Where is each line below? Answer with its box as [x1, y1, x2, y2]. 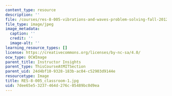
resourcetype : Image [5, 74, 50, 79]
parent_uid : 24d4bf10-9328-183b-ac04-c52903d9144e [5, 69, 116, 74]
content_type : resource [5, 7, 56, 13]
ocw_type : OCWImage [5, 54, 47, 60]
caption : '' [10, 31, 36, 36]
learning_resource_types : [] [5, 45, 68, 50]
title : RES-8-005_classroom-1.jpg [5, 78, 79, 83]
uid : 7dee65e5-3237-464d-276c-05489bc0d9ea [5, 83, 100, 88]
